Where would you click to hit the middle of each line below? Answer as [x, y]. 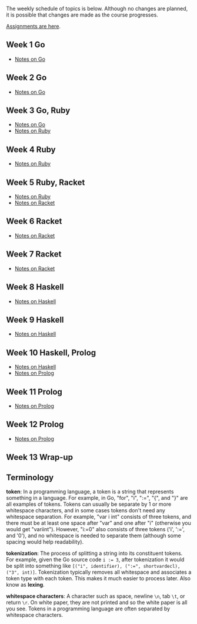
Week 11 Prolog [34, 391]
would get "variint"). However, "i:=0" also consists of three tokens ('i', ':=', [96, 529]
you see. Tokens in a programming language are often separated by [88, 609]
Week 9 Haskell [35, 319]
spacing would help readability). [45, 542]
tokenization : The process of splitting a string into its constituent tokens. [94, 553]
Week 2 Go [26, 78]
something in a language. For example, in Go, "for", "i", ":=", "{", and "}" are [97, 498]
